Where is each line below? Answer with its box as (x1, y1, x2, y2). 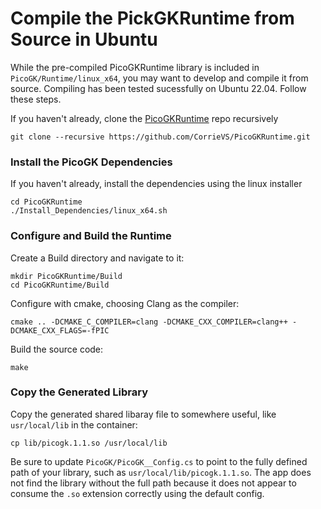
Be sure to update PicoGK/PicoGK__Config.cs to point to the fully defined (10, 455, 308, 467)
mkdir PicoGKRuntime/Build (10, 271, 123, 281)
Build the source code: (10, 343, 104, 355)
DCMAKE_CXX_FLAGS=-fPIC (10, 325, 110, 336)
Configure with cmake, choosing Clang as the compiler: (10, 297, 240, 309)
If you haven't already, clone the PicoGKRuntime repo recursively (10, 112, 279, 124)
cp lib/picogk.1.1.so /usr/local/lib (10, 438, 168, 448)
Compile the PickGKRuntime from (10, 7, 295, 30)
